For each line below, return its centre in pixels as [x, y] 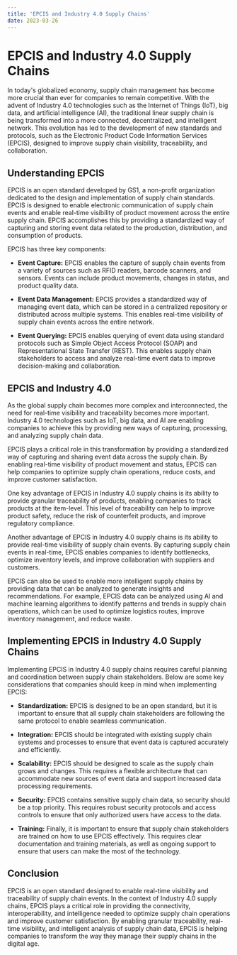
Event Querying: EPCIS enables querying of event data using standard [121, 336]
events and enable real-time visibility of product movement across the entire [118, 213]
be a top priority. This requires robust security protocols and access [117, 807]
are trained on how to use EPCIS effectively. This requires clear [110, 836]
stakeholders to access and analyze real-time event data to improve [116, 359]
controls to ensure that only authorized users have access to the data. [120, 814]
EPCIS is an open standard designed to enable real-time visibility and [108, 890]
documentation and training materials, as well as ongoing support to [117, 844]
